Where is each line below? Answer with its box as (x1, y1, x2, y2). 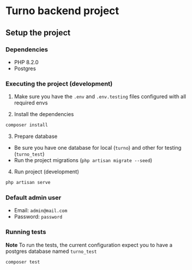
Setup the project (5, 28, 71, 38)
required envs (14, 99, 48, 107)
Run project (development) (14, 168, 80, 175)
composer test (5, 259, 41, 265)
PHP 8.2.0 (14, 58, 39, 65)
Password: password (14, 213, 62, 220)
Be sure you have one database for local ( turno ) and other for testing (14, 144, 182, 152)
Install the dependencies (14, 111, 74, 118)
